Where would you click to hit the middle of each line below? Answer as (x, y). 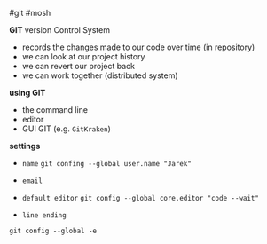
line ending (44, 216)
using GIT (27, 93)
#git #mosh (30, 13)
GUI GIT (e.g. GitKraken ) (66, 129)
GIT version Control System (60, 30)
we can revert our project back (79, 66)
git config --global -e (53, 231)
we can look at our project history (83, 56)
